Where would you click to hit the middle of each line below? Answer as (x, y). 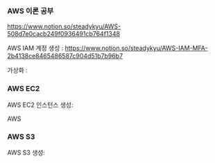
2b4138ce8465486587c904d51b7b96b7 (65, 56)
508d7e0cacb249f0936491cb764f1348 (63, 34)
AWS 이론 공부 (31, 10)
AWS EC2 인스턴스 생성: (40, 105)
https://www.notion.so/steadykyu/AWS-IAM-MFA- (136, 48)
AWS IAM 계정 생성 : (35, 48)
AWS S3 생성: (26, 152)
